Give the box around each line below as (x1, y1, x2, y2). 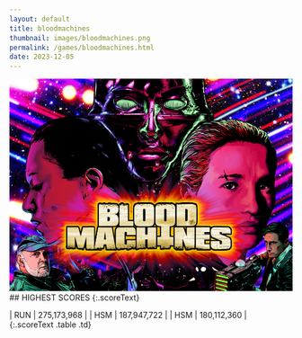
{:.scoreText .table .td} (9, 319, 92, 330)
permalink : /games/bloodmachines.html (9, 43, 155, 52)
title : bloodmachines (9, 23, 91, 33)
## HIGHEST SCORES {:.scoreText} (9, 292, 140, 303)
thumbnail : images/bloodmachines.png (9, 33, 151, 42)
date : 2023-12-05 (9, 52, 75, 62)
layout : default (9, 14, 70, 23)
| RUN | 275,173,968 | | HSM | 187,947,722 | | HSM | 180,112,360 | (9, 310, 247, 321)
